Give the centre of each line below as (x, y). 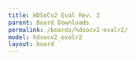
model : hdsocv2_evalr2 (45, 37)
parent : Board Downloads (49, 23)
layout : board (31, 44)
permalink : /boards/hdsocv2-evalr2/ (68, 30)
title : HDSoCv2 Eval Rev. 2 (54, 15)
